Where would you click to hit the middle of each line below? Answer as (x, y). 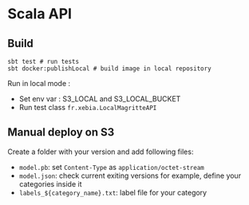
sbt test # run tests (43, 61)
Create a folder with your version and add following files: (101, 152)
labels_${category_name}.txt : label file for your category (113, 192)
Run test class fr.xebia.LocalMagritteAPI (88, 107)
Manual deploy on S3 (61, 132)
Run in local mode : (39, 83)
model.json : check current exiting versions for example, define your (130, 175)
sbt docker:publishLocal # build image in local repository (110, 69)
